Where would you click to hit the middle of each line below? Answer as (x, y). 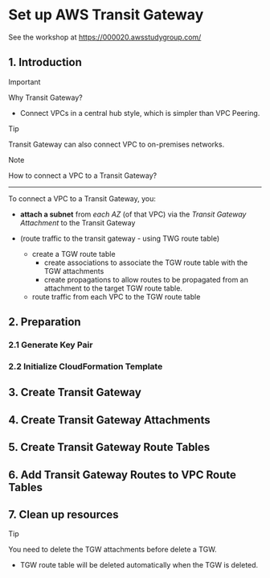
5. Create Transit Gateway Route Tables (109, 447)
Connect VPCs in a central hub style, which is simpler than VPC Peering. (140, 113)
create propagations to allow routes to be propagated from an (146, 279)
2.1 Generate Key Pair (51, 345)
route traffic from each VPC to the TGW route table (116, 296)
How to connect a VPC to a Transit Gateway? (83, 175)
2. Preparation (45, 322)
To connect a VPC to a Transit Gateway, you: (82, 198)
